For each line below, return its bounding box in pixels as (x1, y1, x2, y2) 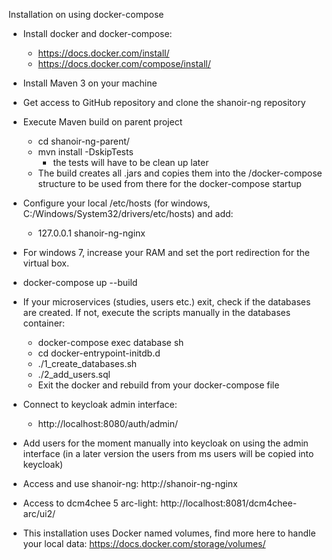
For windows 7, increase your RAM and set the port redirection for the (22, 247, 310, 258)
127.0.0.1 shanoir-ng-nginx (37, 227, 146, 239)
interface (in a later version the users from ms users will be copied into (22, 448, 315, 459)
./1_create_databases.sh (37, 358, 138, 369)
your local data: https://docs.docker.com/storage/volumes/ (22, 538, 266, 549)
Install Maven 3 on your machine (22, 77, 158, 89)
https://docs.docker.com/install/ (37, 47, 170, 59)
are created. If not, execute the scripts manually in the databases (22, 307, 291, 318)
